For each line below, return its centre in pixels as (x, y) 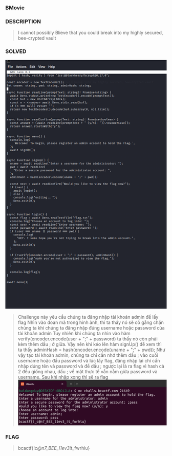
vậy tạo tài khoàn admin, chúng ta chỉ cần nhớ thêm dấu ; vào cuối (88, 355)
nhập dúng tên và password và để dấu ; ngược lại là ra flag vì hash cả (91, 366)
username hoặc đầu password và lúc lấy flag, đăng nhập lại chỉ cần (89, 361)
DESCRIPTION (23, 21)
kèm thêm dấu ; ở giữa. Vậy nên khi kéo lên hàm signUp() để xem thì (90, 344)
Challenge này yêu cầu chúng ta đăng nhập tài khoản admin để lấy (88, 317)
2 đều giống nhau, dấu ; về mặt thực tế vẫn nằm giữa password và (88, 372)
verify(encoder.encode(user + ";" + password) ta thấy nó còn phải (88, 339)
